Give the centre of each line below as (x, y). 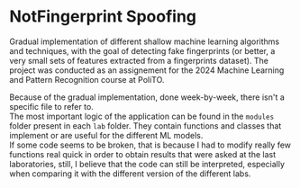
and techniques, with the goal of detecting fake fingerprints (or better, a (142, 50)
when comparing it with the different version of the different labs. (130, 174)
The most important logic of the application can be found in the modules (142, 116)
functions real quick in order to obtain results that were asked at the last (143, 154)
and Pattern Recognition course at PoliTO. (87, 79)
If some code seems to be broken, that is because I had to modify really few (150, 145)
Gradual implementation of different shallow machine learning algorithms (145, 41)
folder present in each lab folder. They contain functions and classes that (145, 125)
